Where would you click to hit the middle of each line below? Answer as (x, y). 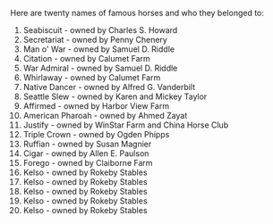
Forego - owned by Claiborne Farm (88, 163)
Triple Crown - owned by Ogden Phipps (96, 134)
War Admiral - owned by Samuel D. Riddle (100, 68)
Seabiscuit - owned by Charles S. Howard (100, 30)
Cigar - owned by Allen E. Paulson (86, 153)
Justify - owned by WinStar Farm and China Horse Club (126, 125)
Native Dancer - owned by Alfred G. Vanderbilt (109, 87)
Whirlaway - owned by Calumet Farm (92, 78)
